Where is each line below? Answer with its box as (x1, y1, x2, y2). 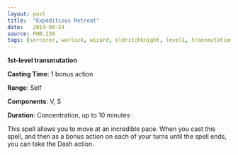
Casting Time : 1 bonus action (7, 70, 93, 79)
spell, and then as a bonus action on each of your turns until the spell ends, (7, 132, 227, 141)
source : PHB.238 (7, 30, 55, 38)
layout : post (7, 10, 46, 18)
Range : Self (7, 84, 42, 92)
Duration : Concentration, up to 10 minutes (7, 111, 130, 120)
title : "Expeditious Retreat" (7, 17, 100, 24)
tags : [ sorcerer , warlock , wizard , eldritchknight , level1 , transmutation (7, 37, 233, 44)
